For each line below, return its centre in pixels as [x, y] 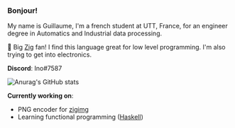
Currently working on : [40, 96]
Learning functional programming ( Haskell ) [80, 117]
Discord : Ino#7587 [35, 69]
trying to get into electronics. [50, 54]
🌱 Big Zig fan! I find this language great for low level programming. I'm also [116, 47]
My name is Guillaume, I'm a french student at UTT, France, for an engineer [118, 26]
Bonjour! [22, 11]
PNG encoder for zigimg [53, 110]
